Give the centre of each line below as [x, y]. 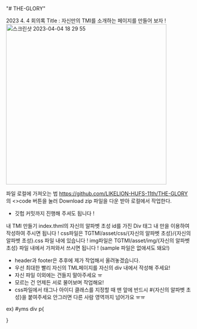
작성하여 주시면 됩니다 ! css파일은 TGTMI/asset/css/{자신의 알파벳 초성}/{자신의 [98, 233]
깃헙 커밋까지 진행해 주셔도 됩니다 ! [55, 213]
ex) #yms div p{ [25, 309]
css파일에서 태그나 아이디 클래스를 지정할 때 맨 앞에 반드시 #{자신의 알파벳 [100, 290]
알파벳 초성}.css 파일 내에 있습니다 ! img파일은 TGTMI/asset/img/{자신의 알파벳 [98, 241]
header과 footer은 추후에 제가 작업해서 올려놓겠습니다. [77, 260]
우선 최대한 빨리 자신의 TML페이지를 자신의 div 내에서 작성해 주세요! [92, 268]
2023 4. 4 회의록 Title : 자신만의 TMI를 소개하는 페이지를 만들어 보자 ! [86, 21]
